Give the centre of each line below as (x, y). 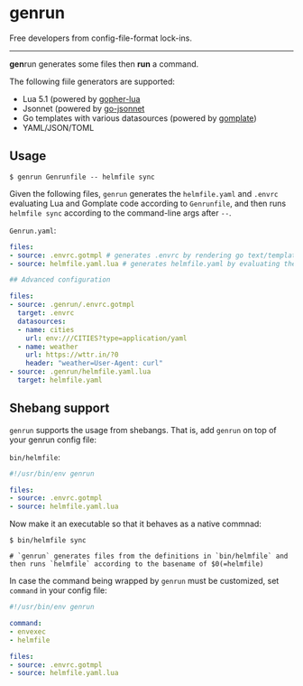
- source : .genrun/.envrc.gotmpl (72, 305)
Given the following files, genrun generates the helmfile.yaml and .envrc (144, 193)
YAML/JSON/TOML (58, 127)
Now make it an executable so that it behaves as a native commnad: (135, 524)
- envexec (28, 631)
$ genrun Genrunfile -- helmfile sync (82, 177)
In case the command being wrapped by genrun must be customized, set (144, 581)
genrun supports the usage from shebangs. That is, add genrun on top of (143, 430)
